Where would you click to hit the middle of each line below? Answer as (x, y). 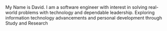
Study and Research (27, 23)
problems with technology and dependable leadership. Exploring (87, 12)
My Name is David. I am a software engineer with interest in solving (76, 7)
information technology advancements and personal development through (84, 18)
